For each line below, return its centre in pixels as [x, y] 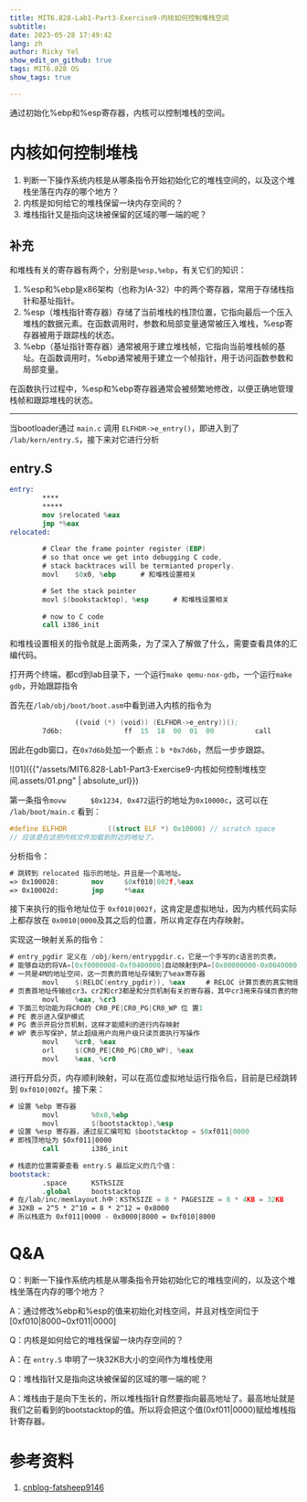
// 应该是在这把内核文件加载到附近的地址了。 [84, 837]
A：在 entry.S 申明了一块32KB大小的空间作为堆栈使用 [111, 1359]
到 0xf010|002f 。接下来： [57, 1089]
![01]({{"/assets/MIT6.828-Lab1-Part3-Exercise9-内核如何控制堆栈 [134, 770]
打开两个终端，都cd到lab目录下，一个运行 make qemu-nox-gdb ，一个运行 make [151, 675]
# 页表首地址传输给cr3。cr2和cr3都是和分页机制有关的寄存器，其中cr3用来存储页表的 [150, 991]
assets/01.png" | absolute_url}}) [79, 781]
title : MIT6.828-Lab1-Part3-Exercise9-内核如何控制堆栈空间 [119, 18]
